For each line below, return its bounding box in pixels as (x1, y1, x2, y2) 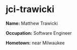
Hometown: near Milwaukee (6, 39, 65, 46)
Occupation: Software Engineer (6, 30, 72, 36)
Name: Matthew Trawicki (6, 20, 58, 26)
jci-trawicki (6, 4, 54, 15)
